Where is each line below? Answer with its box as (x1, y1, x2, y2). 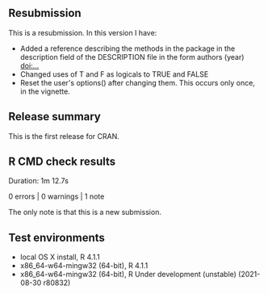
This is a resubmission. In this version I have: (8, 27, 157, 37)
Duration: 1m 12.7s (8, 176, 69, 186)
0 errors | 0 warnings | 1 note (8, 191, 105, 201)
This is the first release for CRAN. (8, 131, 119, 141)
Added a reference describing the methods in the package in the (19, 44, 236, 53)
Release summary (8, 110, 101, 124)
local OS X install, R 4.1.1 (19, 252, 100, 262)
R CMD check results (8, 155, 116, 169)
